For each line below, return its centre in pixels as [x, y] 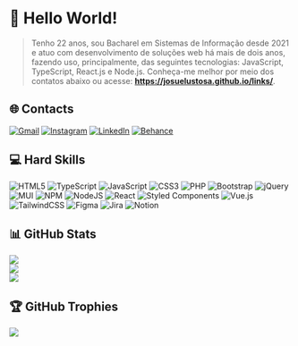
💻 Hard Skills [47, 160]
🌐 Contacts [42, 110]
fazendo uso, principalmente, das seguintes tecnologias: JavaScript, [158, 62]
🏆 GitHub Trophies [64, 306]
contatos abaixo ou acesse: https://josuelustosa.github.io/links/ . [153, 80]
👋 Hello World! [64, 18]
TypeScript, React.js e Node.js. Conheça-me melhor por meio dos [153, 72]
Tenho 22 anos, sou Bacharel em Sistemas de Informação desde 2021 [160, 43]
